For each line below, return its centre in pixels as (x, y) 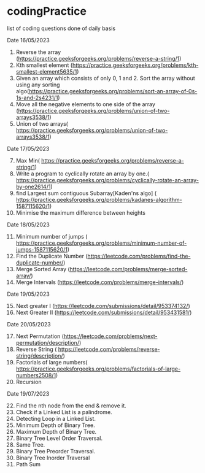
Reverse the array (38, 52)
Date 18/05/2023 (28, 225)
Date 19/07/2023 (28, 393)
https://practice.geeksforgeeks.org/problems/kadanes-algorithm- (99, 199)
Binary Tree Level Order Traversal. (59, 438)
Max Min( (28, 160)
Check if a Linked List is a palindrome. (64, 412)
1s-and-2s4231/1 (37, 98)
